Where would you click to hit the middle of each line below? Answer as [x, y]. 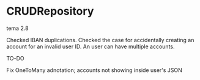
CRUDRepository [50, 11]
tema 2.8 [17, 28]
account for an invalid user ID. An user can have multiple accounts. [91, 46]
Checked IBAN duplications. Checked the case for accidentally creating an [100, 40]
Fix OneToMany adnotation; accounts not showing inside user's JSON [94, 70]
